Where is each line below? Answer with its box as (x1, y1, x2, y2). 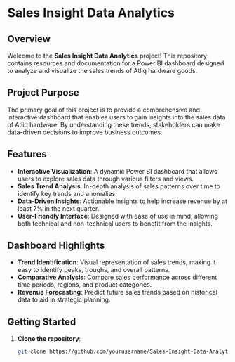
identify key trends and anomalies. (17, 189, 117, 198)
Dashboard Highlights (7, 240, 105, 252)
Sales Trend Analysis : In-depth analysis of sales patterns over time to (17, 181, 221, 190)
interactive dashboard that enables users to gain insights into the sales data (7, 112, 226, 121)
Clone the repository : (17, 335, 81, 343)
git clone (17, 348, 47, 356)
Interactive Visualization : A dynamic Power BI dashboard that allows (17, 167, 217, 175)
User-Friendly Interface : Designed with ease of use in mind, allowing (17, 212, 219, 220)
